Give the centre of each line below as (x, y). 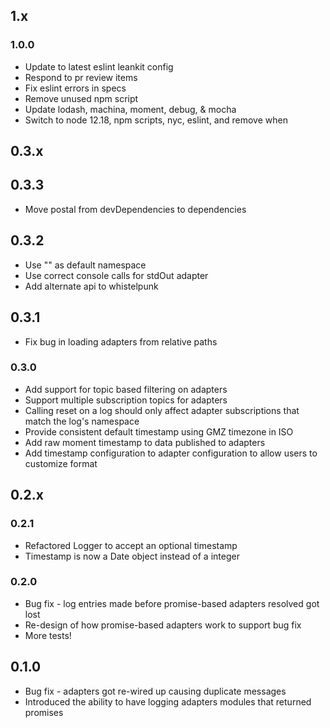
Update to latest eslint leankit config (99, 66)
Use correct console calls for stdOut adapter (116, 275)
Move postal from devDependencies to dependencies (135, 209)
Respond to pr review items (81, 77)
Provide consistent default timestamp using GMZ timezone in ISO (159, 431)
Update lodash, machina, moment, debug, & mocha (130, 109)
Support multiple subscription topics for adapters (126, 400)
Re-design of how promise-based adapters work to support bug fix (163, 625)
